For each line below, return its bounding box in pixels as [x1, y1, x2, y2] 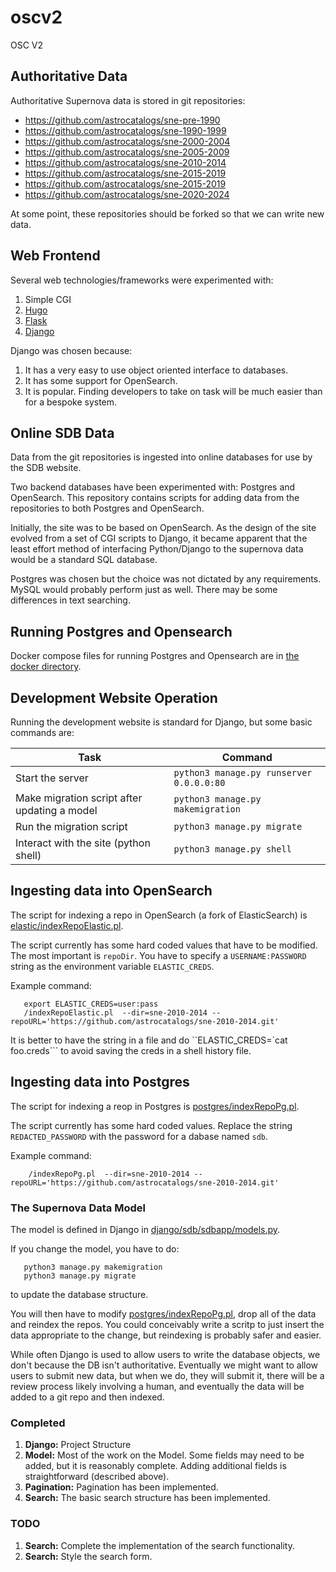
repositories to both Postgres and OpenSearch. [10, 502, 205, 515]
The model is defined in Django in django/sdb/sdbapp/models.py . [10, 1223, 281, 1235]
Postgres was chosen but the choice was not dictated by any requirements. [10, 573, 322, 585]
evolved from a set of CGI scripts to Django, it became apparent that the [10, 532, 308, 545]
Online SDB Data [10, 424, 115, 441]
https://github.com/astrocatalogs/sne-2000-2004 [24, 135, 231, 147]
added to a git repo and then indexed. [10, 1391, 165, 1403]
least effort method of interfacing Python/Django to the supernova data [10, 543, 304, 555]
